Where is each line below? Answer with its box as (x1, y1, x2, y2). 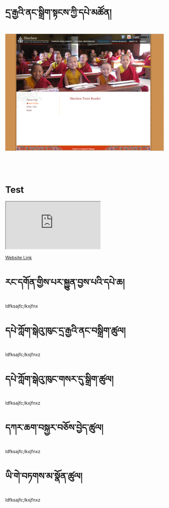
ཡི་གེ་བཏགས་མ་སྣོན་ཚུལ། (5, 470, 83, 482)
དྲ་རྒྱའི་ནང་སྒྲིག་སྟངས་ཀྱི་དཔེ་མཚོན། (5, 7, 112, 19)
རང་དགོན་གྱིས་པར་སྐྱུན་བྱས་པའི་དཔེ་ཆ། (5, 277, 125, 288)
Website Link (5, 254, 32, 260)
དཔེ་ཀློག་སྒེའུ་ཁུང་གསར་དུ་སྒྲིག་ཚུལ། (5, 374, 114, 385)
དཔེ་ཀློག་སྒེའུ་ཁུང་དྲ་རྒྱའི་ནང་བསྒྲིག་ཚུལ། (5, 325, 126, 337)
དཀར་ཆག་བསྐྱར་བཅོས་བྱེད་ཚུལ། (5, 422, 104, 433)
